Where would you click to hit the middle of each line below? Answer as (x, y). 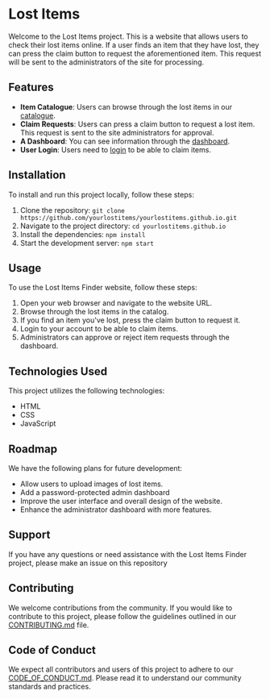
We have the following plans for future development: (96, 468)
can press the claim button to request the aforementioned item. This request (135, 53)
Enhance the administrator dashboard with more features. (116, 510)
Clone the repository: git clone (72, 210)
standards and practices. (50, 687)
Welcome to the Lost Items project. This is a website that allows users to (128, 36)
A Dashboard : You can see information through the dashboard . (125, 141)
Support (29, 535)
